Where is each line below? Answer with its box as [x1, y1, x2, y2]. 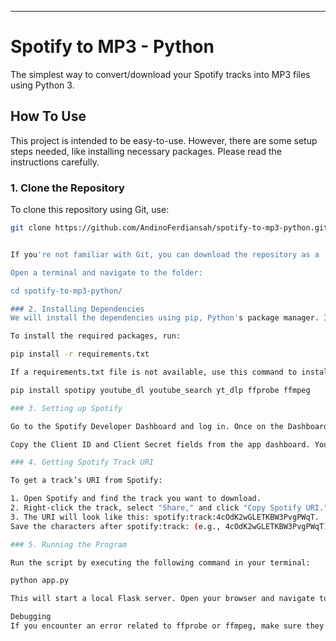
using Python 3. [10, 79, 75, 91]
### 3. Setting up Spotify [10, 403, 123, 413]
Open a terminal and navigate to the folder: [10, 267, 203, 278]
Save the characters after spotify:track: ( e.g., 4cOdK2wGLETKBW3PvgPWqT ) [10, 521, 329, 531]
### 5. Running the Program [10, 539, 128, 550]
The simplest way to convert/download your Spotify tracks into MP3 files [10, 68, 311, 80]
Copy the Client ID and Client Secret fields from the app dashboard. [10, 439, 311, 450]
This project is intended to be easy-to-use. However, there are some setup [10, 134, 318, 146]
